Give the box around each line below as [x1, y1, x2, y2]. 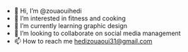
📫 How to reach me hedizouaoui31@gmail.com [13, 37, 153, 45]
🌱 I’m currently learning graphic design [13, 22, 128, 30]
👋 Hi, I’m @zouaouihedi [13, 7, 83, 15]
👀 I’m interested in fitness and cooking [13, 14, 126, 22]
